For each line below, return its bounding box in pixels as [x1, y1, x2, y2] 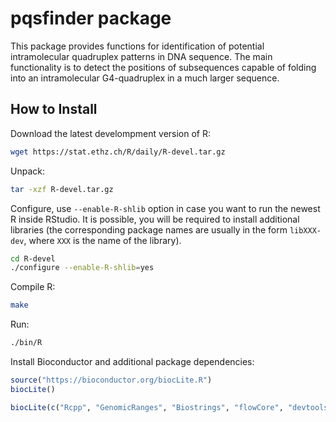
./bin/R [10, 338, 43, 348]
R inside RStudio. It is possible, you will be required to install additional [10, 213, 300, 225]
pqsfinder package [10, 7, 172, 30]
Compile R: [10, 281, 56, 293]
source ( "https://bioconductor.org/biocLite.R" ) [10, 375, 213, 385]
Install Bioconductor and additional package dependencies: [10, 356, 255, 367]
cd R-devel [10, 253, 56, 264]
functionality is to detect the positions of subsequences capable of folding [10, 61, 317, 73]
